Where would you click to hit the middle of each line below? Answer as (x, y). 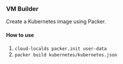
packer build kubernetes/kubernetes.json (66, 55)
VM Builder (22, 9)
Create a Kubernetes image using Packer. (56, 22)
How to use (20, 35)
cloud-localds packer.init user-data (61, 49)
